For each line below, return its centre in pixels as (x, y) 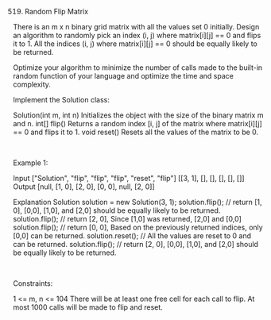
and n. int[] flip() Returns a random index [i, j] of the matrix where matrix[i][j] (138, 123)
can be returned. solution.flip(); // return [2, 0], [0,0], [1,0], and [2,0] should (136, 244)
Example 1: (31, 163)
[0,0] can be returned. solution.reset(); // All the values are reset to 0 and (132, 236)
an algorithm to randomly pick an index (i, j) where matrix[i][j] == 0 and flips (137, 35)
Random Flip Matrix (56, 12)
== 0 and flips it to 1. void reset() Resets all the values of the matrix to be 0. (136, 132)
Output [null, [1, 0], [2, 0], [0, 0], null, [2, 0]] (84, 187)
